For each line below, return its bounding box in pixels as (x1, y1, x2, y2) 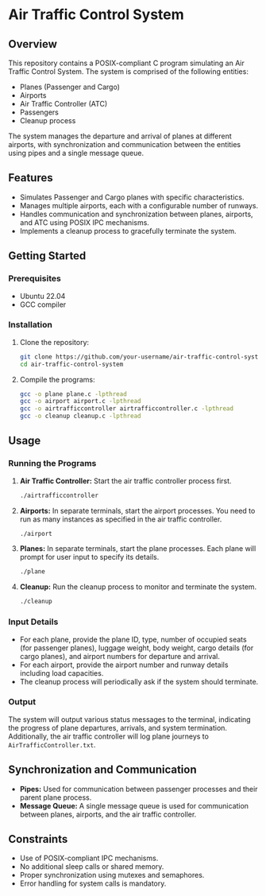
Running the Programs (8, 458, 97, 469)
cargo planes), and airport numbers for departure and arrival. (19, 651, 221, 661)
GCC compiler (19, 300, 67, 309)
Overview (8, 37, 58, 51)
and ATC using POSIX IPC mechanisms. (19, 217, 149, 227)
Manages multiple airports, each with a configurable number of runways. (19, 200, 259, 210)
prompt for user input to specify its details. (19, 553, 160, 562)
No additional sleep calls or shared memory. (19, 862, 164, 871)
